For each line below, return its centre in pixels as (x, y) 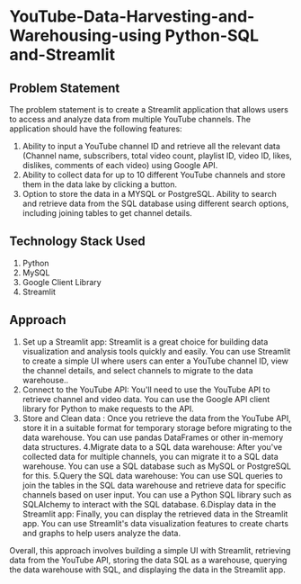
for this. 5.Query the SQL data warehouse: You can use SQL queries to (152, 475)
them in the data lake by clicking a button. (100, 184)
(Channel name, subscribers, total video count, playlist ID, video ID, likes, (157, 156)
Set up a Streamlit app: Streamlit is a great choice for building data (145, 341)
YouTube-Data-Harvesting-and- (132, 17)
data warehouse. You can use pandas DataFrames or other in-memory (153, 437)
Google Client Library (62, 282)
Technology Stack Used (77, 242)
